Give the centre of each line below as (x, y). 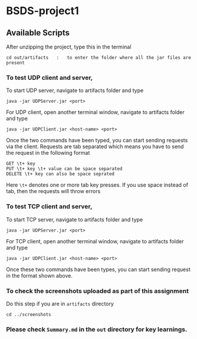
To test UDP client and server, (50, 77)
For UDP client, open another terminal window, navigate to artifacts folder (95, 112)
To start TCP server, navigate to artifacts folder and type (75, 219)
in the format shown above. (39, 275)
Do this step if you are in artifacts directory (60, 304)
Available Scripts (38, 33)
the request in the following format (48, 153)
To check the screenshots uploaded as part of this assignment (97, 291)
